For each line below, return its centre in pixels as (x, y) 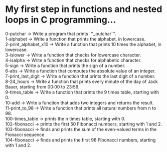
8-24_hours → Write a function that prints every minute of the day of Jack (81, 81)
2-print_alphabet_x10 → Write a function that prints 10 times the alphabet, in (83, 44)
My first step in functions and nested (84, 9)
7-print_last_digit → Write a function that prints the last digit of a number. (80, 76)
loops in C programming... (61, 20)
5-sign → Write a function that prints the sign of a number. (65, 65)
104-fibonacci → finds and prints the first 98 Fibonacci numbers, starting (80, 140)
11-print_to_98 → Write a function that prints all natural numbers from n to (81, 108)
